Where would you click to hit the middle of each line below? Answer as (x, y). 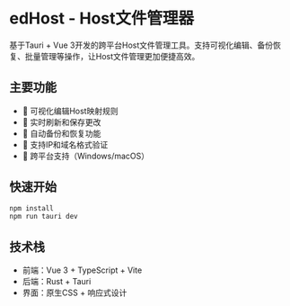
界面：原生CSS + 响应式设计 (75, 292)
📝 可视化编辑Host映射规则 (70, 111)
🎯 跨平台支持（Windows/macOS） (86, 156)
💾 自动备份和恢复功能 (62, 133)
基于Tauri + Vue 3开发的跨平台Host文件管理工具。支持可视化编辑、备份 (141, 45)
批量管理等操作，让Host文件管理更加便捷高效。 (112, 56)
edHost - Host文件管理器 (102, 18)
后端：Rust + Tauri (57, 282)
